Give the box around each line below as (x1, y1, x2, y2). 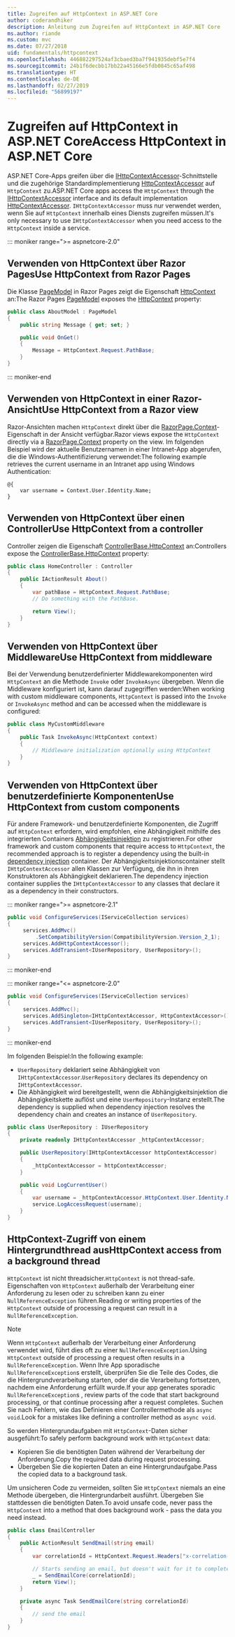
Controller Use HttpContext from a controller (7, 523, 204, 535)
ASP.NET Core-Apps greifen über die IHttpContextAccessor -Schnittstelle (7, 172, 218, 180)
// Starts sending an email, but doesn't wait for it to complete (32, 1565, 230, 1573)
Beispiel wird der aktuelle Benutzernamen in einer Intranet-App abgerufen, (7, 444, 222, 453)
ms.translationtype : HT (7, 69, 77, 76)
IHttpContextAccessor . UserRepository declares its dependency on (17, 1073, 208, 1081)
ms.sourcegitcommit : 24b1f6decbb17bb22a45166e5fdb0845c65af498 (7, 62, 196, 69)
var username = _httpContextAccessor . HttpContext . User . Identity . (32, 1195, 227, 1202)
